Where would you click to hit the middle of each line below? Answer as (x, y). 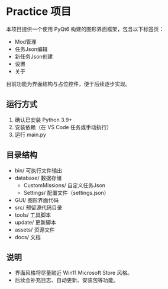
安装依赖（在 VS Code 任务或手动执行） (63, 127)
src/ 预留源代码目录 (38, 207)
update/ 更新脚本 (35, 222)
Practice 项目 (39, 12)
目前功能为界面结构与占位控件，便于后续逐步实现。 (68, 84)
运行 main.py (30, 134)
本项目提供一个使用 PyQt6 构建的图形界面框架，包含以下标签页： (85, 29)
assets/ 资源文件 (35, 229)
